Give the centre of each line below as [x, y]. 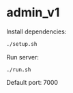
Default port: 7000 [32, 82]
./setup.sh [22, 44]
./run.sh [19, 70]
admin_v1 [33, 13]
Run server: [23, 57]
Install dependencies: [36, 31]
